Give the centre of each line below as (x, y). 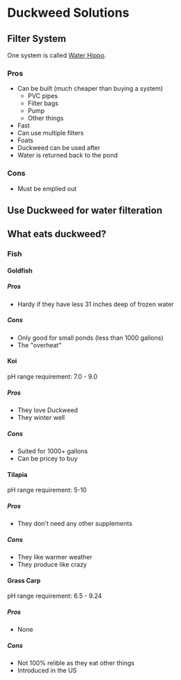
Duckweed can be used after (59, 148)
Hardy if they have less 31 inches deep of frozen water (95, 304)
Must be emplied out (47, 188)
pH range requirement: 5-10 (47, 490)
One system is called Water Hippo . (57, 55)
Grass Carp (24, 580)
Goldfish (20, 271)
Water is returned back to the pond (68, 156)
